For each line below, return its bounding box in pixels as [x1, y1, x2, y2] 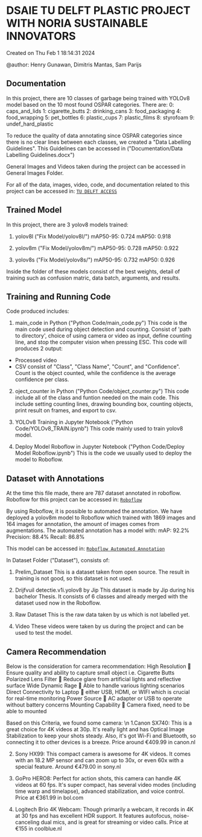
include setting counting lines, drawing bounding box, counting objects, [14, 400, 193, 408]
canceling [14, 819, 40, 826]
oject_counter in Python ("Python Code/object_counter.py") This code [14, 388, 189, 395]
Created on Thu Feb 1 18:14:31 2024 [6, 49, 95, 56]
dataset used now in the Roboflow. [14, 599, 101, 607]
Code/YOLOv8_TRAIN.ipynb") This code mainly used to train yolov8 [14, 425, 183, 432]
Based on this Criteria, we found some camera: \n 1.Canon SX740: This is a [6, 719, 192, 726]
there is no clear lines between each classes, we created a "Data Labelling [6, 138, 191, 146]
